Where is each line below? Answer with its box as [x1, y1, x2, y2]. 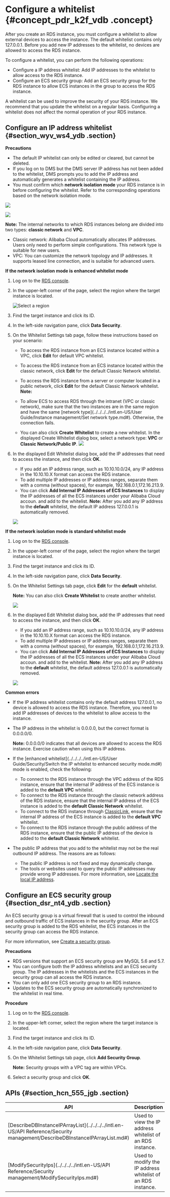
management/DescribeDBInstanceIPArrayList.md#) [8, 1134, 130, 1141]
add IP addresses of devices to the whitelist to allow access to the [12, 710, 151, 716]
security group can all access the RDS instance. [12, 974, 113, 980]
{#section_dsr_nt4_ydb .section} [5, 899, 111, 907]
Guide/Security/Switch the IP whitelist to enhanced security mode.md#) [12, 761, 162, 767]
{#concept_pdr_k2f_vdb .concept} [5, 14, 153, 26]
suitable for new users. [12, 247, 61, 253]
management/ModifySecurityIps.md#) [8, 1174, 99, 1181]
